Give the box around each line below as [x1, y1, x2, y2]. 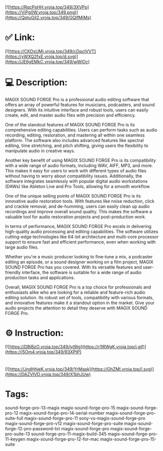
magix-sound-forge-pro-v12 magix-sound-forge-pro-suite [5, 420, 123, 426]
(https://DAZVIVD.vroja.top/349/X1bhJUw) [5, 371, 91, 377]
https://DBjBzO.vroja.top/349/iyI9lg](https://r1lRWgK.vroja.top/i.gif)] [9, 343, 146, 349]
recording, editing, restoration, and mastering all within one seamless [5, 132, 145, 138]
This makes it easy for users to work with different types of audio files [5, 168, 146, 173]
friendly [5, 269, 21, 275]
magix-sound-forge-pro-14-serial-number [19, 410, 105, 416]
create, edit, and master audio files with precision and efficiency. [5, 112, 136, 118]
